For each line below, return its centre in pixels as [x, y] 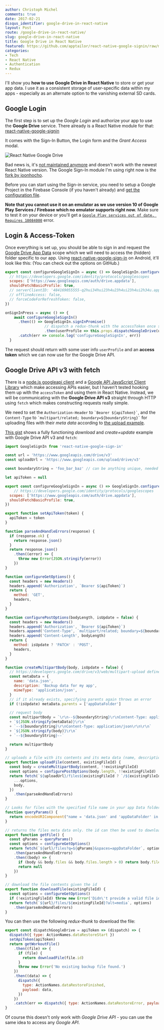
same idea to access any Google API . [42, 1023]
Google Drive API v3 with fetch [53, 370]
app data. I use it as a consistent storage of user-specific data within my [78, 88]
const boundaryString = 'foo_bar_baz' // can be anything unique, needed [82, 469]
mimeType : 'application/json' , [46, 690]
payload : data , [38, 990]
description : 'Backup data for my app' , [55, 686]
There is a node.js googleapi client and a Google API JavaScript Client [75, 382]
